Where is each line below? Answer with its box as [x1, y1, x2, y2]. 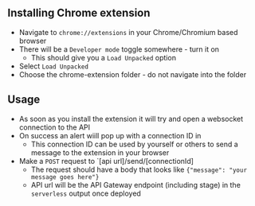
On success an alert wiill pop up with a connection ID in [18, 130, 202, 140]
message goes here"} [30, 173, 100, 181]
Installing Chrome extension [7, 6, 151, 20]
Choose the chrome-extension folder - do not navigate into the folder [18, 69, 247, 79]
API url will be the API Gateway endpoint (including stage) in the [30, 180, 241, 189]
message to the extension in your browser [30, 147, 170, 157]
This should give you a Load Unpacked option [30, 52, 177, 62]
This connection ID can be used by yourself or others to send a [30, 139, 238, 149]
